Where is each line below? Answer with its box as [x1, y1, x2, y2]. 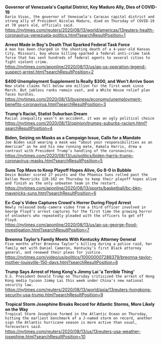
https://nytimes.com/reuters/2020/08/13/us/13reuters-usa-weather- [5, 328, 141, 334]
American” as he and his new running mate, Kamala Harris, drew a [5, 144, 142, 149]
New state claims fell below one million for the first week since [5, 83, 144, 88]
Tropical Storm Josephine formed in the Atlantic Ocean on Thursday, [5, 311, 148, 316]
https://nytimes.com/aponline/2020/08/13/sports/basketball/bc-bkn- [5, 185, 143, 191]
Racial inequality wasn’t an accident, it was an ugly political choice [5, 116, 155, 121]
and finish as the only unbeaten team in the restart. [5, 181, 118, 186]
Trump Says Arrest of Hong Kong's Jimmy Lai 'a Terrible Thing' [5, 269, 135, 275]
